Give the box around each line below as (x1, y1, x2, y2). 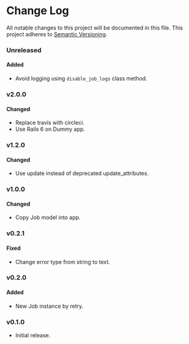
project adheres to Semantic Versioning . (6, 30, 108, 37)
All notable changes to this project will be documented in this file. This (6, 24, 183, 31)
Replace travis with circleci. (15, 119, 84, 127)
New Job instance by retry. (15, 302, 84, 310)
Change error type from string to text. (15, 258, 110, 265)
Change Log (6, 4, 69, 18)
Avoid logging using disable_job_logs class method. (15, 75, 148, 82)
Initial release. (15, 331, 51, 338)
